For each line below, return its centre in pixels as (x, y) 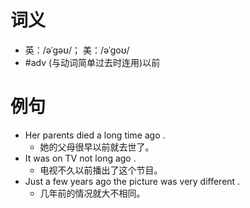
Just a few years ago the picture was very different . (132, 181)
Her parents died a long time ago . (95, 135)
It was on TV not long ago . (80, 158)
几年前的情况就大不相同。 (92, 193)
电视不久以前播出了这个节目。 (101, 170)
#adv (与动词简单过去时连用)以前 (92, 62)
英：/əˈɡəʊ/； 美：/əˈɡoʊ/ (77, 50)
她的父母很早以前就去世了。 (97, 147)
